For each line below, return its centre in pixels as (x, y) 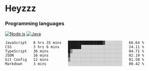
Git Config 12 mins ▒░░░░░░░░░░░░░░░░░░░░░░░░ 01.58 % (75, 60)
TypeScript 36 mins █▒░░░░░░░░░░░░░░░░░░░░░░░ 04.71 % (75, 51)
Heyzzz (21, 8)
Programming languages (35, 24)
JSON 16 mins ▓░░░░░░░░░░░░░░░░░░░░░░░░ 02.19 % (75, 56)
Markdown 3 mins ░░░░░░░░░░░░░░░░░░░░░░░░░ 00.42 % (75, 64)
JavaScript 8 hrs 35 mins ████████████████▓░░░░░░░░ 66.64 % (75, 43)
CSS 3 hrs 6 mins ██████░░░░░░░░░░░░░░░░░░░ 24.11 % (75, 47)
